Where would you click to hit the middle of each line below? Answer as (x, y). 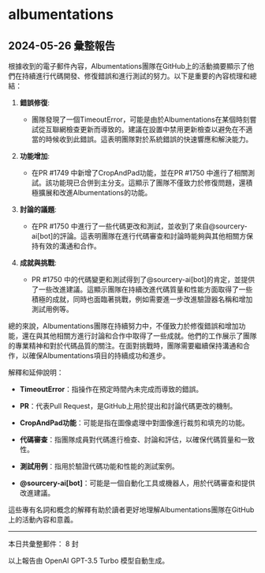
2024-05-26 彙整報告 (62, 45)
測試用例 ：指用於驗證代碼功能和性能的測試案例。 (99, 466)
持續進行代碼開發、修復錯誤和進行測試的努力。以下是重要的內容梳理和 (136, 76)
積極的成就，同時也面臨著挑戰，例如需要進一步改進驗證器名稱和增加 (142, 299)
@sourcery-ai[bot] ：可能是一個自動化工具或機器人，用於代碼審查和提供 (137, 483)
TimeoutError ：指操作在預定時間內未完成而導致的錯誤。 (111, 389)
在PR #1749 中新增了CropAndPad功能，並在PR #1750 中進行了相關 (140, 173)
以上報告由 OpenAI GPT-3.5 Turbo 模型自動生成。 (89, 560)
